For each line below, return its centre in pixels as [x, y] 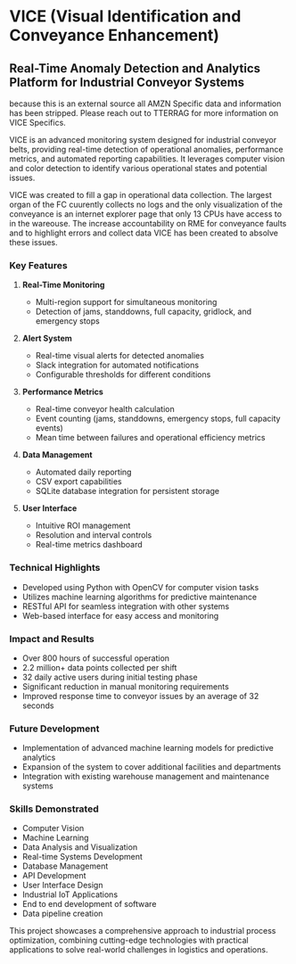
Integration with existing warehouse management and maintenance [146, 777]
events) [49, 428]
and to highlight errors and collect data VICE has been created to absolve [144, 233]
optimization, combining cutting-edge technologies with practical [129, 940]
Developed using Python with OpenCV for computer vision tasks [140, 587]
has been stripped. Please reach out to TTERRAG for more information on [144, 113]
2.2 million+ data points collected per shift [99, 667]
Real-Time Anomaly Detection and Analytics [135, 68]
